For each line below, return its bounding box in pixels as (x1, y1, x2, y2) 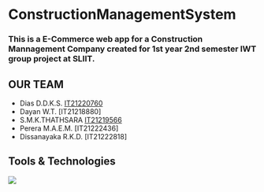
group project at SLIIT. (8, 54, 95, 65)
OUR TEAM (8, 77, 65, 91)
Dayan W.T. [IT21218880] (19, 106, 102, 116)
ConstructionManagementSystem (8, 6, 236, 24)
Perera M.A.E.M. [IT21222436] (19, 124, 119, 133)
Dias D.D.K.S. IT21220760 (19, 98, 103, 108)
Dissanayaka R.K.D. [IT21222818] (19, 131, 128, 141)
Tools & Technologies (8, 155, 116, 168)
